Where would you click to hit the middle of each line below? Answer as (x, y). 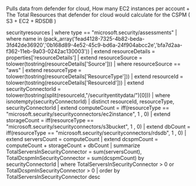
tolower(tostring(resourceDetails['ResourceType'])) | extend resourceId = (95, 76)
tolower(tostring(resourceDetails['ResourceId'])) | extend (75, 83)
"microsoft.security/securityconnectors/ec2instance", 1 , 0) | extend (88, 114)
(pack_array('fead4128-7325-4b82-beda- (94, 39)
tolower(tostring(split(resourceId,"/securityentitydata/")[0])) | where (88, 95)
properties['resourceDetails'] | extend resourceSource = (74, 58)
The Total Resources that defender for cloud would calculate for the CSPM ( (98, 15)
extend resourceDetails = (124, 51)
